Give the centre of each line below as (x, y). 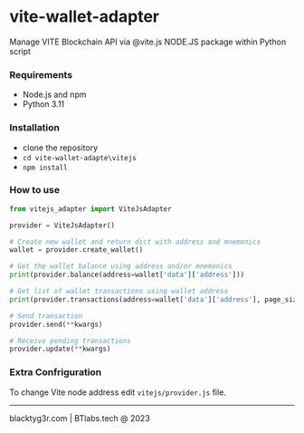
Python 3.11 (43, 104)
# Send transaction (46, 316)
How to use (35, 190)
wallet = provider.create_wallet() (76, 250)
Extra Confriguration (56, 372)
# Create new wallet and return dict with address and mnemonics (135, 242)
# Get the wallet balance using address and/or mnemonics (121, 266)
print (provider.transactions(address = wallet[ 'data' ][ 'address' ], (135, 299)
